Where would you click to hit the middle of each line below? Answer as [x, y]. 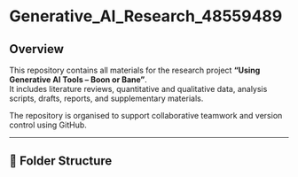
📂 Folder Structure [61, 161]
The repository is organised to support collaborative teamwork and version [146, 115]
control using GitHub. [48, 125]
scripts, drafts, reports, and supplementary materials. [106, 98]
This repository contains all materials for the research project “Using [135, 70]
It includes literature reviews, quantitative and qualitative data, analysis [138, 89]
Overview [37, 49]
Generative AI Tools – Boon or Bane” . [78, 80]
